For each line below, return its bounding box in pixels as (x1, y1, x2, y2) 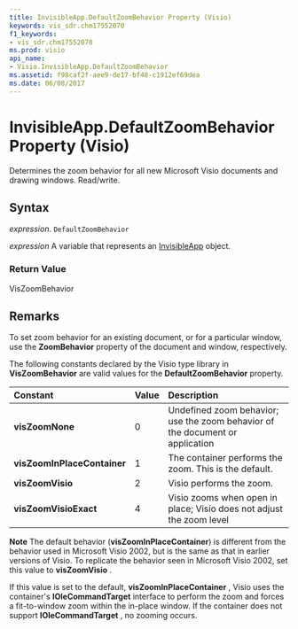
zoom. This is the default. (168, 462, 273, 475)
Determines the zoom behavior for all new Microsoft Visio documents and (9, 165, 278, 175)
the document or (168, 426, 238, 439)
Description (168, 389, 219, 401)
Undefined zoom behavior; (168, 404, 279, 416)
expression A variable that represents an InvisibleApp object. (9, 241, 231, 252)
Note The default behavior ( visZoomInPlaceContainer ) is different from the (9, 537, 286, 547)
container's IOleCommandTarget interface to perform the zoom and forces (9, 591, 285, 602)
